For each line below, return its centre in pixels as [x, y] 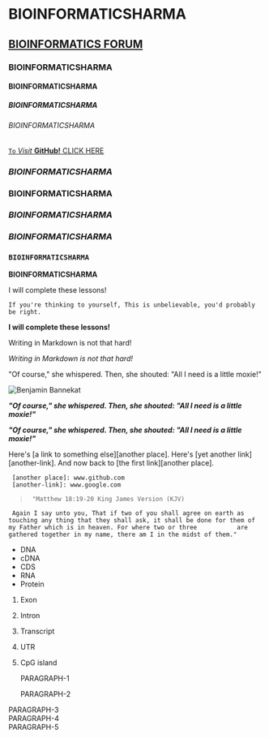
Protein [32, 584]
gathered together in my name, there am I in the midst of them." [123, 534]
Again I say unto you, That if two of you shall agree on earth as [128, 513]
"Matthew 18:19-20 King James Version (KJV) [108, 499]
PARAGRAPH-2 [45, 693]
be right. [25, 312]
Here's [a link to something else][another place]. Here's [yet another [122, 454]
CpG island [38, 663]
